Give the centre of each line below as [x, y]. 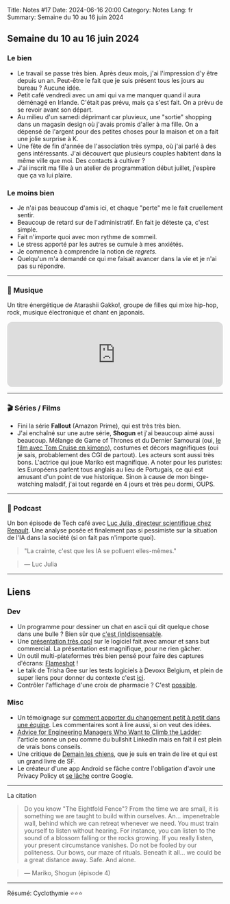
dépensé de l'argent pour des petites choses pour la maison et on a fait [118, 131]
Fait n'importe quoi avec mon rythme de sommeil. [87, 236]
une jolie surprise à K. [48, 138]
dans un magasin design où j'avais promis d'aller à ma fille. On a [107, 124]
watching [30, 484]
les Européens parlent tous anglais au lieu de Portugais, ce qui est [110, 469]
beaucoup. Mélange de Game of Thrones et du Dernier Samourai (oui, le [119, 440]
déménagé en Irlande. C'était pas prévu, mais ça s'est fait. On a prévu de [120, 102]
